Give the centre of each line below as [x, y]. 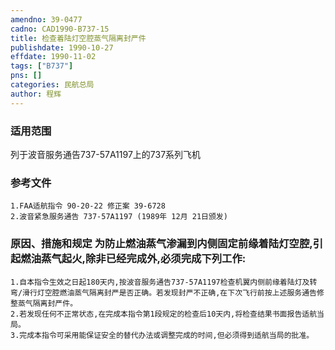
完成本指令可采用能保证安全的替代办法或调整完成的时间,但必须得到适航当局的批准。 [167, 335]
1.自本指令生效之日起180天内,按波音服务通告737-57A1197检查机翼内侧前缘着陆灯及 [160, 282]
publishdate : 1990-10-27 [62, 47]
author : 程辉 [36, 94]
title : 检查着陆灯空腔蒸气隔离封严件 [78, 38]
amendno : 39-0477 [46, 19]
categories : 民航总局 [52, 85]
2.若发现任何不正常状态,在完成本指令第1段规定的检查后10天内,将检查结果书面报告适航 [164, 314]
